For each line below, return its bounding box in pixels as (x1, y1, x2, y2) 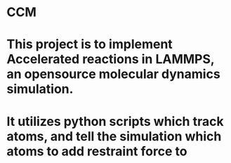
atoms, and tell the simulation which (6, 128, 222, 144)
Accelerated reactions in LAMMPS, (6, 51, 215, 67)
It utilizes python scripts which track (6, 113, 224, 129)
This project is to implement (6, 37, 173, 53)
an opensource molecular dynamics (6, 66, 220, 82)
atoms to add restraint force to (6, 143, 187, 159)
